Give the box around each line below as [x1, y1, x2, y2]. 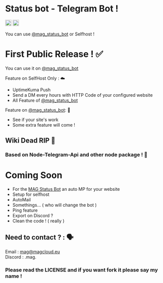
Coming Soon [5, 170, 62, 181]
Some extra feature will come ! [12, 122, 76, 128]
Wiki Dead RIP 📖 [5, 137, 56, 145]
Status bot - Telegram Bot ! [5, 3, 119, 14]
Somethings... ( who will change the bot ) [12, 202, 97, 208]
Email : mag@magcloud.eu [5, 249, 60, 255]
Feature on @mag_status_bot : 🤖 [5, 107, 71, 113]
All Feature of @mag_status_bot [12, 97, 78, 103]
